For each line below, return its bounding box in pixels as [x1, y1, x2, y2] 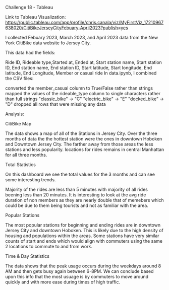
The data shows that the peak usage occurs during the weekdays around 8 [5, 263, 161, 269]
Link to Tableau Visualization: [5, 14, 66, 20]
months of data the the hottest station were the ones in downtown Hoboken [5, 136, 162, 141]
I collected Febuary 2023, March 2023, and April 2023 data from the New [5, 35, 158, 40]
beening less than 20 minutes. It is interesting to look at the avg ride [5, 192, 146, 198]
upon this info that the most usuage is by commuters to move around [5, 274, 149, 279]
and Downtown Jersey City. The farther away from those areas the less [5, 141, 154, 147]
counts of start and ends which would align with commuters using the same [5, 238, 163, 244]
